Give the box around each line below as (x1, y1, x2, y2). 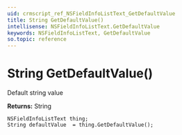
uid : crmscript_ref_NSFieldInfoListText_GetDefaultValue (7, 10, 176, 17)
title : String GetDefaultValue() (7, 17, 104, 24)
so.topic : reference (7, 36, 67, 43)
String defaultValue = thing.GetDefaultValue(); (7, 122, 154, 129)
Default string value (7, 89, 64, 97)
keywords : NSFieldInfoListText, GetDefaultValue (7, 29, 151, 37)
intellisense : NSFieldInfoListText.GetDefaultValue (7, 23, 160, 30)
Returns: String (7, 102, 52, 111)
